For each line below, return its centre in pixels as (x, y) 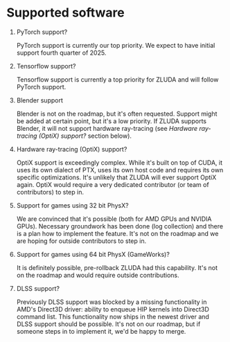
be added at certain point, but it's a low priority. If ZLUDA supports (112, 121)
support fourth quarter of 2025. (61, 53)
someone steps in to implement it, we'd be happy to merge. (101, 331)
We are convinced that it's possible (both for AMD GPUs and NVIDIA (114, 219)
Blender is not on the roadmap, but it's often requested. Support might (117, 114)
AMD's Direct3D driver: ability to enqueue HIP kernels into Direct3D (113, 309)
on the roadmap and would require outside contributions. (98, 275)
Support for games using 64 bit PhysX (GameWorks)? (93, 254)
